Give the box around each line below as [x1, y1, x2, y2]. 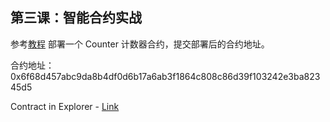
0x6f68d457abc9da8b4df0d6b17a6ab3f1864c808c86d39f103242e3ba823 [10, 70, 321, 82]
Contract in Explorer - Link [10, 100, 120, 112]
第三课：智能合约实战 [10, 9, 142, 27]
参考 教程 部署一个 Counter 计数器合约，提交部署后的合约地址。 [10, 38, 270, 50]
